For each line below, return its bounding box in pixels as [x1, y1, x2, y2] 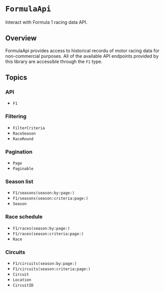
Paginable [12, 166, 34, 171]
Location [12, 277, 32, 282]
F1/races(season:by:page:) [12, 226, 70, 231]
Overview [5, 34, 37, 42]
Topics [5, 73, 28, 82]
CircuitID [12, 283, 34, 288]
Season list [5, 178, 34, 185]
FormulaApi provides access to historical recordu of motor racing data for [5, 48, 159, 54]
